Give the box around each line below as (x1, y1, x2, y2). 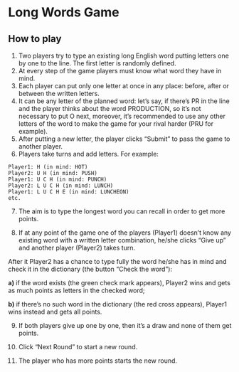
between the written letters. (18, 90, 100, 97)
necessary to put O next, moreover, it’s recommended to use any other (18, 112, 226, 120)
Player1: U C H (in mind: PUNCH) (8, 176, 107, 183)
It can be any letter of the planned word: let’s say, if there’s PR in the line (18, 97, 230, 105)
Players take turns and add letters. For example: (18, 150, 159, 158)
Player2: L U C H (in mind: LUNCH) (8, 182, 114, 189)
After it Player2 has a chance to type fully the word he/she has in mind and (8, 257, 227, 265)
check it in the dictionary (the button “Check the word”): (8, 265, 173, 273)
